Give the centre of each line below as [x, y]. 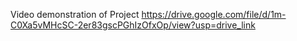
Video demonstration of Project [75, 14]
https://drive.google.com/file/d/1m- [214, 14]
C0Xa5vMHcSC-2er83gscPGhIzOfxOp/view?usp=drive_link [133, 25]
